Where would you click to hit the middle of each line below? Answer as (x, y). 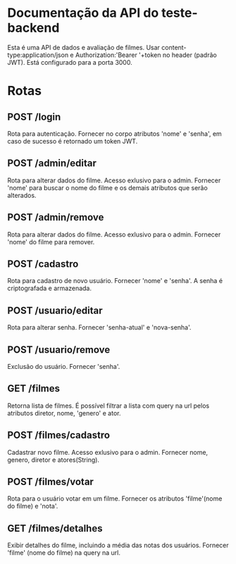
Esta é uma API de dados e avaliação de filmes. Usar (84, 47)
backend (33, 28)
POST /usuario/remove (59, 350)
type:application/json (38, 55)
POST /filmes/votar (50, 482)
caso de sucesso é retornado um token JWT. (73, 141)
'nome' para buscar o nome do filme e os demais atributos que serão (107, 187)
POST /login (34, 117)
